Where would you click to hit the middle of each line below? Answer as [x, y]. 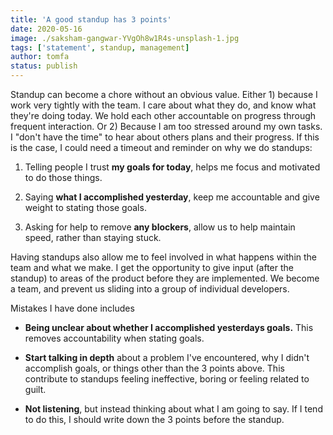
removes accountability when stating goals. [114, 338]
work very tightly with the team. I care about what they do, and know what [163, 105]
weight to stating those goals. [85, 207]
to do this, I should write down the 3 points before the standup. [154, 419]
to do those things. [63, 177]
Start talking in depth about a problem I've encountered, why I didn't [167, 357]
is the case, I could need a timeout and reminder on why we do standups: [161, 147]
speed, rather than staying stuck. [93, 237]
